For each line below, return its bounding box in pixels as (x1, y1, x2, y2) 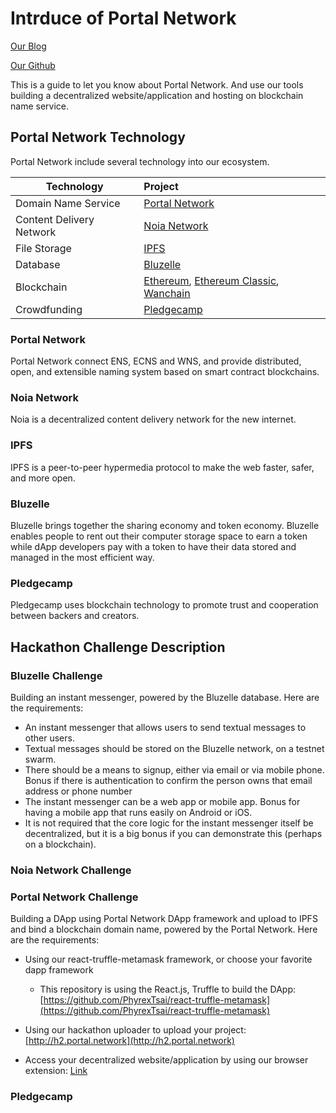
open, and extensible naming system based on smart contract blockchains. (10, 366, 320, 378)
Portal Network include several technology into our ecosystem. (10, 155, 270, 167)
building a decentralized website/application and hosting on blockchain (10, 89, 304, 101)
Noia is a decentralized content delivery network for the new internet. (10, 413, 297, 426)
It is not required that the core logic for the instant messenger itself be (24, 817, 314, 829)
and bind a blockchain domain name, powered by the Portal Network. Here (10, 923, 318, 936)
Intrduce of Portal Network (10, 7, 237, 30)
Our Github (10, 59, 56, 71)
